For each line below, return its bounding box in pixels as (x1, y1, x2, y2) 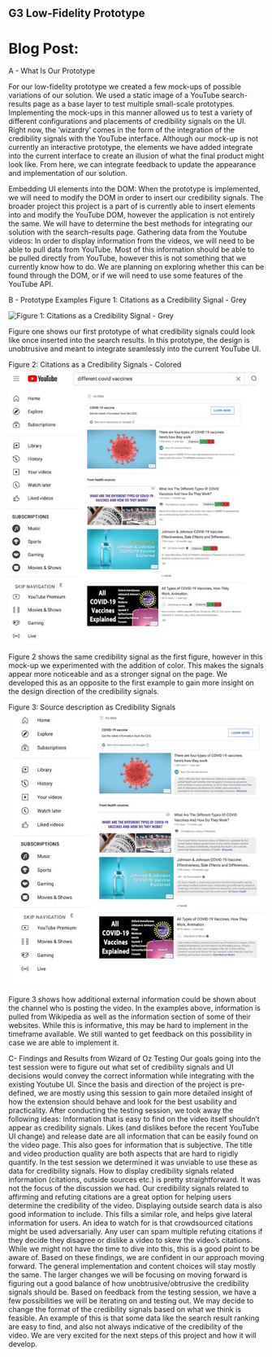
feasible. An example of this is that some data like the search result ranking (8, 1313, 260, 1323)
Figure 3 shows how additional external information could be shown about (8, 994, 257, 1004)
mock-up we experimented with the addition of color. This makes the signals (8, 661, 264, 670)
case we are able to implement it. (8, 1038, 119, 1047)
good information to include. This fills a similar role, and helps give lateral (8, 1209, 253, 1219)
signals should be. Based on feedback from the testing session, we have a (8, 1287, 257, 1297)
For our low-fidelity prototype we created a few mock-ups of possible (8, 81, 242, 92)
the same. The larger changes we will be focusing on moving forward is (8, 1270, 248, 1280)
